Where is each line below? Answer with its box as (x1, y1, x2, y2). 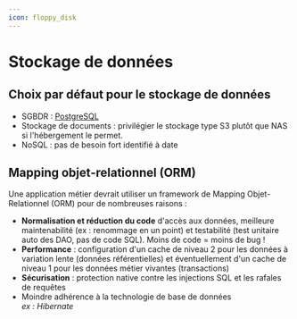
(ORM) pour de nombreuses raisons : (51, 198, 188, 209)
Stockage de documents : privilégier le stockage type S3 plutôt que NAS (21, 120, 288, 130)
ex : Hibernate (21, 301, 74, 312)
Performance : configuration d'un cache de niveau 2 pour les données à (21, 244, 289, 255)
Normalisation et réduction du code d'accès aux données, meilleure (21, 215, 275, 226)
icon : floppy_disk (8, 13, 77, 22)
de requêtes (21, 282, 66, 293)
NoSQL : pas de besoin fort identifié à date (21, 139, 178, 150)
